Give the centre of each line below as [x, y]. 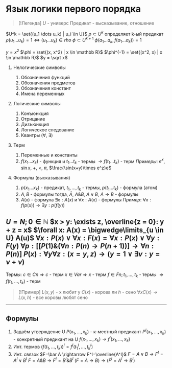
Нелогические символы [39, 67]
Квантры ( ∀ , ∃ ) [37, 135]
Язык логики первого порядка [73, 9]
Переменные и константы [49, 155]
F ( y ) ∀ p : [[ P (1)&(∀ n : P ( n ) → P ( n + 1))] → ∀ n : [80, 246]
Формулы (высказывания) [42, 178]
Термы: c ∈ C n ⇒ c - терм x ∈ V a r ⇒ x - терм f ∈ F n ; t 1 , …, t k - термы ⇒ [85, 275]
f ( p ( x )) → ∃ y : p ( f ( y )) [43, 205]
